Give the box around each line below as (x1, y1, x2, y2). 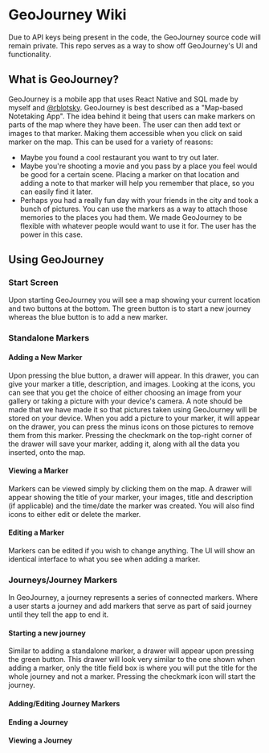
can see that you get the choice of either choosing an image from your (8, 387, 243, 397)
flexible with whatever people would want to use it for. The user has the (19, 221, 257, 230)
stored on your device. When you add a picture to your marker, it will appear (8, 413, 260, 423)
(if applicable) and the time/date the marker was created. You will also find (8, 501, 255, 511)
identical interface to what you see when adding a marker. (8, 554, 201, 564)
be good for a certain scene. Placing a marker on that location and (19, 169, 239, 179)
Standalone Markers (8, 333, 90, 344)
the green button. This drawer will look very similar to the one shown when (8, 655, 255, 664)
